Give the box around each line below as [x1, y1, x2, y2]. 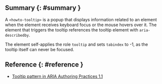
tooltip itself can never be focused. [5, 46, 74, 52]
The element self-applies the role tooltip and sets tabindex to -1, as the [5, 41, 148, 47]
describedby [5, 33, 29, 38]
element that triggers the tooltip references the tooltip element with [5, 27, 138, 33]
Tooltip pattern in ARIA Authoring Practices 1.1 [12, 73, 103, 79]
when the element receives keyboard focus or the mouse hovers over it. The [5, 22, 157, 28]
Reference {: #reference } [5, 60, 83, 69]
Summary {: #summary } [5, 4, 81, 12]
